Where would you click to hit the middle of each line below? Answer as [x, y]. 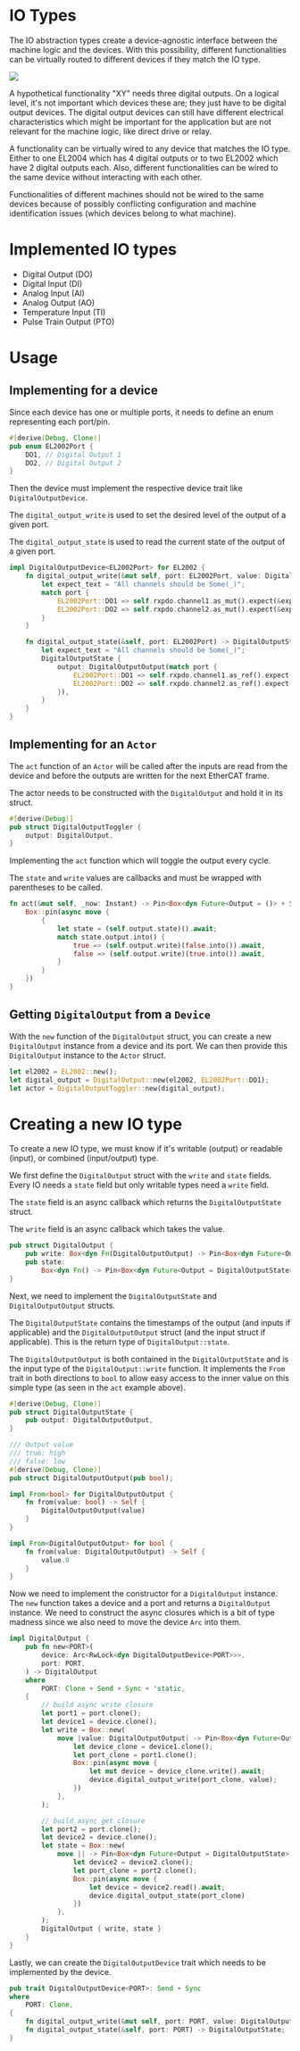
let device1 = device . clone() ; [100, 1722]
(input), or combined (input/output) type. [84, 1159]
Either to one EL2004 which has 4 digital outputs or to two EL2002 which [144, 158]
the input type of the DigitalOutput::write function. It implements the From [147, 1369]
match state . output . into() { [111, 937]
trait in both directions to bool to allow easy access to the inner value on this [150, 1377]
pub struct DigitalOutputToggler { [75, 827]
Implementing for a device [83, 391]
